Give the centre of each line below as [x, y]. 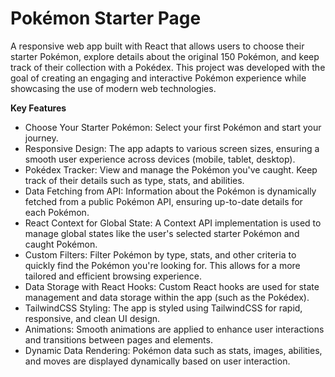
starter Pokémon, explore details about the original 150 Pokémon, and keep [165, 56]
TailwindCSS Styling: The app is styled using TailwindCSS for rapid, [163, 308]
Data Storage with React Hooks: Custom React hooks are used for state [172, 286]
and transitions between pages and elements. [118, 339]
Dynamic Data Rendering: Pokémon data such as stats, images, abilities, [173, 350]
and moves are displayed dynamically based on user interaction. [157, 361]
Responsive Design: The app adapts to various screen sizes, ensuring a [172, 148]
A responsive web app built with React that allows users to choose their [157, 46]
